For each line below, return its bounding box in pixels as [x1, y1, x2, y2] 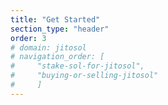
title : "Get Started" [10, 14, 101, 25]
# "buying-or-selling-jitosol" [10, 71, 159, 81]
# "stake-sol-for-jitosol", [10, 61, 145, 71]
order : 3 [10, 33, 47, 43]
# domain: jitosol [10, 42, 87, 53]
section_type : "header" [10, 24, 110, 34]
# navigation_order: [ [10, 52, 105, 62]
